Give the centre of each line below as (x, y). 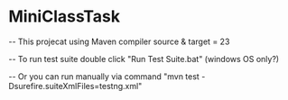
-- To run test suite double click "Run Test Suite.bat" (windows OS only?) (144, 59)
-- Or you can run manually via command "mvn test (104, 76)
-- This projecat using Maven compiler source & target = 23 (119, 41)
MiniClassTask (65, 17)
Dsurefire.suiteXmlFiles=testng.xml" (75, 86)
